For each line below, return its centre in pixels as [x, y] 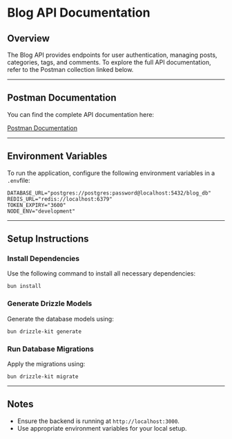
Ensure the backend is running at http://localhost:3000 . [98, 421]
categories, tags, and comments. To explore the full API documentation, [109, 62]
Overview [29, 38]
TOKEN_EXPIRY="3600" [37, 205]
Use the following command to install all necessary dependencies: [101, 274]
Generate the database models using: [60, 319]
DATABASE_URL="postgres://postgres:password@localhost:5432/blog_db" [109, 193]
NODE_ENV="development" [41, 211]
